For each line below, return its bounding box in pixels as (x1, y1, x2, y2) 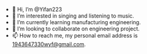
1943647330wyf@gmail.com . (11, 41, 86, 48)
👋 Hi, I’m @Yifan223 (11, 6, 62, 13)
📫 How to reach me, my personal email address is (11, 32, 138, 39)
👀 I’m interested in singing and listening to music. (11, 12, 134, 19)
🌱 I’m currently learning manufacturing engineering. (11, 19, 141, 25)
